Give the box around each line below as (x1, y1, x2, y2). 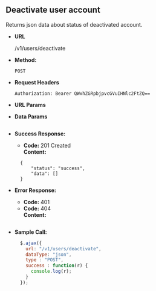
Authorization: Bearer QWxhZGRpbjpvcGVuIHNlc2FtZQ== (14, 91, 151, 97)
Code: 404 (23, 205, 51, 212)
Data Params (14, 112, 48, 120)
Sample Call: (14, 228, 47, 236)
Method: (14, 56, 37, 63)
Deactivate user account (5, 5, 100, 15)
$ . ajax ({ (20, 240, 42, 246)
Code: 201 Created (23, 142, 71, 149)
